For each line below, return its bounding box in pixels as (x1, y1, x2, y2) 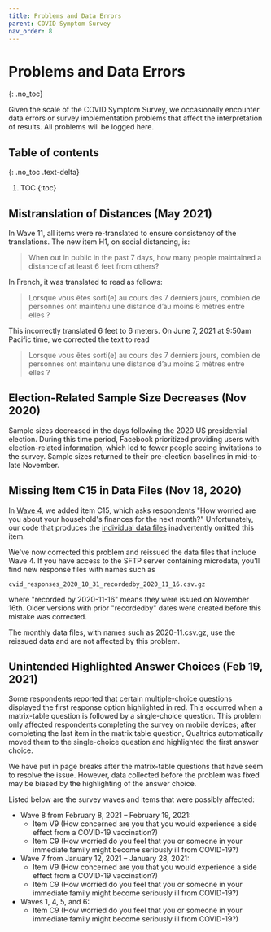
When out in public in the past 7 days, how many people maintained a (28, 252, 262, 262)
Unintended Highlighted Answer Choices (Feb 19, (8, 659, 263, 673)
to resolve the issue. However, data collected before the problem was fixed (8, 770, 260, 780)
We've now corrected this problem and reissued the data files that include (8, 547, 256, 557)
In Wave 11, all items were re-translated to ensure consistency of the (8, 228, 237, 238)
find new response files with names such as (8, 564, 156, 574)
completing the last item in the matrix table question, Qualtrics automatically (8, 729, 264, 738)
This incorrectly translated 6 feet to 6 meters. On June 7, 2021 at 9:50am (8, 326, 252, 335)
